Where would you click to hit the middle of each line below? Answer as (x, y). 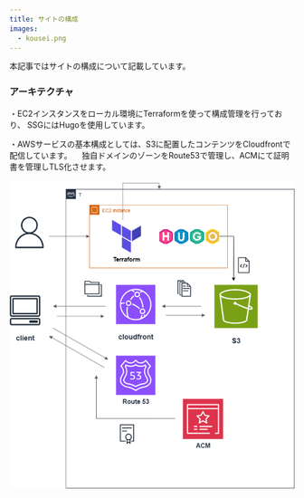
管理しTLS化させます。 (68, 167)
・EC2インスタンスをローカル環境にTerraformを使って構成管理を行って (142, 113)
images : (24, 29)
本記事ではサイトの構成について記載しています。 (100, 66)
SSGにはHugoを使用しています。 (88, 124)
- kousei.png (42, 38)
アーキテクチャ (42, 92)
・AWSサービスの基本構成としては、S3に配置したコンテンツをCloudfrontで (150, 144)
